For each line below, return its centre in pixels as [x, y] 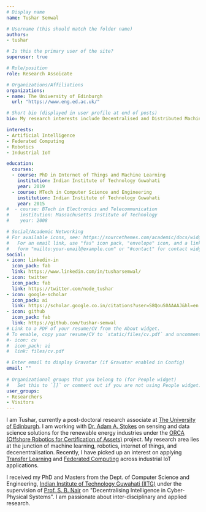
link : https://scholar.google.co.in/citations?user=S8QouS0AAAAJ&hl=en [105, 306]
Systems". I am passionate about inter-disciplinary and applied [108, 497]
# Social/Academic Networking [45, 232]
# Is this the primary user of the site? [60, 52]
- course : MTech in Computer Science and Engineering [82, 192]
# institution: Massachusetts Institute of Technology [82, 215]
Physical [17, 497]
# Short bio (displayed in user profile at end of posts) [82, 113]
